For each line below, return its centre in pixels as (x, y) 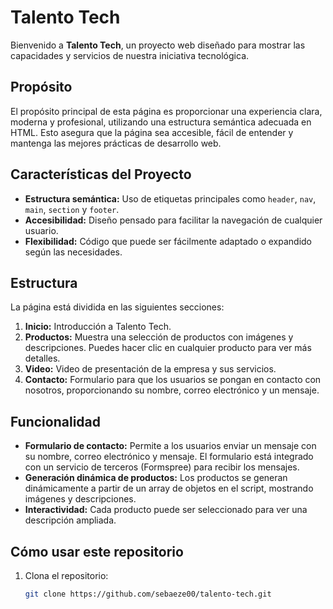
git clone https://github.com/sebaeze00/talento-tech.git (148, 594)
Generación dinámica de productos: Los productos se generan (156, 478)
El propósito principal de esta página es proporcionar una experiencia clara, (166, 111)
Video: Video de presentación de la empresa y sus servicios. (150, 369)
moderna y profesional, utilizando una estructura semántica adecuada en (161, 122)
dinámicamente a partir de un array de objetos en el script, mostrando (169, 488)
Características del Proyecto (101, 174)
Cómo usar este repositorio (97, 551)
